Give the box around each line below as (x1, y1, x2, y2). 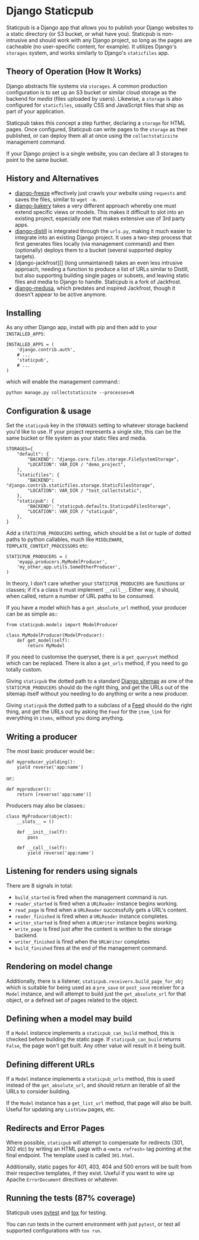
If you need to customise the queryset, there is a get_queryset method (6, 653, 178, 660)
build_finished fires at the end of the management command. (14, 944, 168, 951)
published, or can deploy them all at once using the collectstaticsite (6, 132, 178, 139)
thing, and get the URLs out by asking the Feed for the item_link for (6, 708, 171, 715)
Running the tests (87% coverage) (6, 1193, 135, 1203)
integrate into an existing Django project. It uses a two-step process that (14, 234, 192, 241)
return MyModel (27, 643, 65, 649)
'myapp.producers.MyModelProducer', (17, 559, 108, 565)
